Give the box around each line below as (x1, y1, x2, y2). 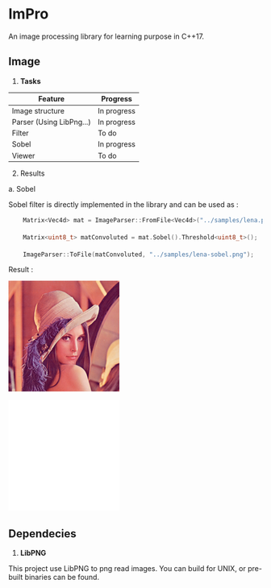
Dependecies (8, 527, 77, 540)
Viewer (11, 151, 35, 160)
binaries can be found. (24, 573, 99, 582)
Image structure (11, 106, 65, 115)
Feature (38, 94, 65, 104)
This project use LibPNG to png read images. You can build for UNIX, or (8, 564, 246, 574)
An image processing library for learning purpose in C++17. (8, 31, 204, 41)
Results (19, 168, 45, 178)
